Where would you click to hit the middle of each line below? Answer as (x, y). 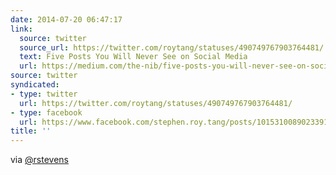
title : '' (31, 131)
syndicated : (35, 85)
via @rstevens (39, 160)
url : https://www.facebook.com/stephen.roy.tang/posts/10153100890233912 (176, 122)
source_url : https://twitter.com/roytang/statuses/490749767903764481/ (172, 47)
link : (21, 29)
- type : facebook (46, 112)
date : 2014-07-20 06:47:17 (66, 19)
